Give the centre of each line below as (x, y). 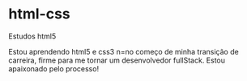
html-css (39, 14)
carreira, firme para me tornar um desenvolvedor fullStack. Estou (117, 60)
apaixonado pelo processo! (54, 68)
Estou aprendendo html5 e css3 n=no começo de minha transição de (123, 51)
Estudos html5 (32, 36)
